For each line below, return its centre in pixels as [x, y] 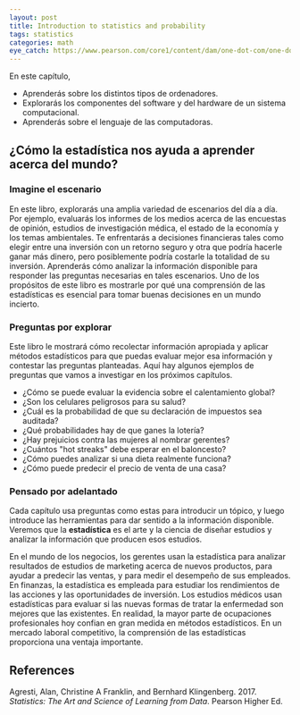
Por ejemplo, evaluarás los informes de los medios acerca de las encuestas [148, 218]
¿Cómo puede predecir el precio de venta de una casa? [124, 468]
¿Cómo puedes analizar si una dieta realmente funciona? [127, 459]
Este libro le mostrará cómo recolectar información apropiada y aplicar [139, 347]
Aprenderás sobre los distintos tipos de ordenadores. [120, 94]
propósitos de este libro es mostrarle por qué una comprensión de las [137, 285]
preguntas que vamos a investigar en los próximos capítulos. [121, 375]
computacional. [51, 113]
